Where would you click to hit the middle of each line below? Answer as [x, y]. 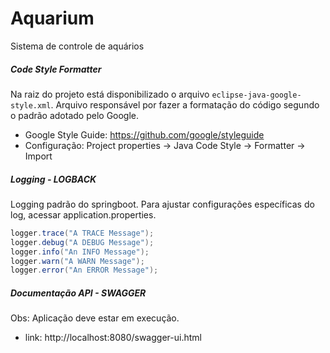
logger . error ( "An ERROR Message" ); [84, 270]
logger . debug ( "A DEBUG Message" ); [82, 242]
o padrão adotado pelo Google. [75, 115]
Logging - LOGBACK [53, 179]
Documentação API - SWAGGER [78, 293]
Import [38, 156]
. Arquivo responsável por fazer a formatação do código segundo [185, 104]
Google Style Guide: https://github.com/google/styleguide [144, 134]
